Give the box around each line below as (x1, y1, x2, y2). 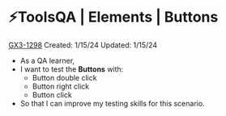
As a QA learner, (19, 56, 75, 65)
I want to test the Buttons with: (19, 64, 124, 74)
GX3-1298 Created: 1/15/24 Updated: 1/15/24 (8, 39, 158, 50)
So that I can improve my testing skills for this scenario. (19, 98, 205, 108)
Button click (32, 89, 73, 99)
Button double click (32, 72, 97, 82)
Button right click (32, 81, 90, 91)
